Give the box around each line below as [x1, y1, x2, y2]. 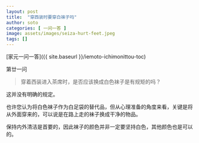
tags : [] [6, 36, 28, 42]
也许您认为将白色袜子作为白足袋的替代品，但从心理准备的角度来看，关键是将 [6, 103, 193, 110]
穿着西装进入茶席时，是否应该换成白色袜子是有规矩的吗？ [20, 78, 161, 85]
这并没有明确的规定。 [6, 91, 58, 97]
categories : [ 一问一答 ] [6, 25, 67, 31]
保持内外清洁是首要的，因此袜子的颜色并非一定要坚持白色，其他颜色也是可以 [6, 123, 193, 130]
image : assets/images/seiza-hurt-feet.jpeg [6, 31, 115, 37]
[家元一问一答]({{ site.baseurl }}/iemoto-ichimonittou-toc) [6, 53, 146, 60]
